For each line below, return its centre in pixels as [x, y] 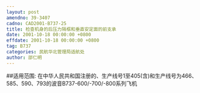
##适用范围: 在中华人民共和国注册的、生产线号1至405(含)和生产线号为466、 [102, 76]
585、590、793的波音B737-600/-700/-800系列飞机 [72, 83]
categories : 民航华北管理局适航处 [45, 52]
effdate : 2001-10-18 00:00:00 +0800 [53, 40]
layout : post [23, 12]
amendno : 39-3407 [28, 18]
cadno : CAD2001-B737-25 [37, 23]
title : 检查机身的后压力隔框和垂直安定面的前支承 [61, 29]
